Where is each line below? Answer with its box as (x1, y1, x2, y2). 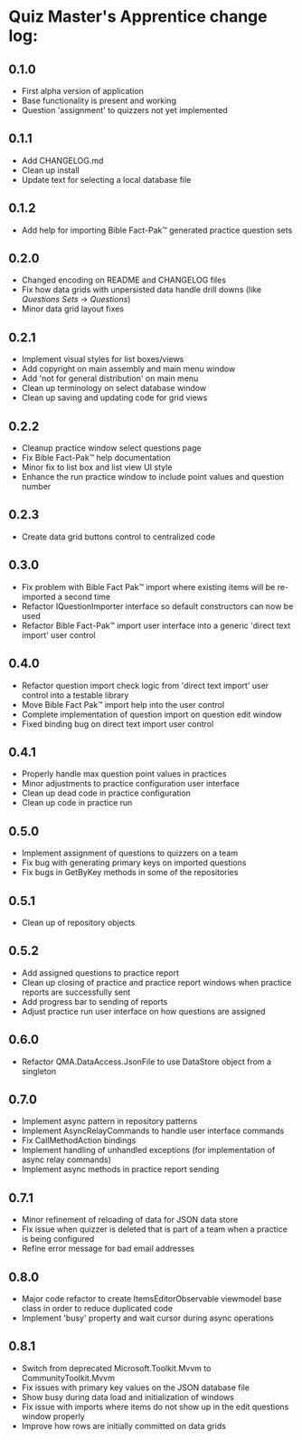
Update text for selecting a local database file (21, 174, 192, 185)
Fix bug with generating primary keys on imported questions (21, 857, 247, 868)
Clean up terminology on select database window (21, 383, 207, 394)
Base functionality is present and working (21, 95, 177, 106)
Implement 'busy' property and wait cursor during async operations (21, 1312, 274, 1323)
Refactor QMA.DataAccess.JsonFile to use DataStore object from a (21, 1056, 272, 1067)
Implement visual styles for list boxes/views (21, 354, 184, 365)
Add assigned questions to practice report (21, 967, 180, 978)
